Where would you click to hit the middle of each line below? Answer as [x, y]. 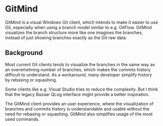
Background [24, 53]
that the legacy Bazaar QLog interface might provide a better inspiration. [77, 94]
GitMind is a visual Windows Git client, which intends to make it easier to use [81, 22]
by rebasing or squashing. [31, 80]
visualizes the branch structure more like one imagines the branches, [74, 32]
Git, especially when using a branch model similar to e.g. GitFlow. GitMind [78, 27]
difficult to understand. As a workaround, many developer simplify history [79, 75]
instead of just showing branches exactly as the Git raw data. [66, 38]
